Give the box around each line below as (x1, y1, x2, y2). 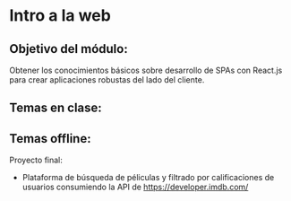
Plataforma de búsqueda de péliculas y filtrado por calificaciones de (21, 172, 275, 183)
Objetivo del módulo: (9, 41, 128, 57)
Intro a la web (9, 5, 112, 26)
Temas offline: (9, 131, 91, 146)
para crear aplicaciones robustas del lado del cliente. (9, 74, 205, 85)
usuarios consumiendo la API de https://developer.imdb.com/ (21, 181, 249, 193)
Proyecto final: (9, 154, 63, 166)
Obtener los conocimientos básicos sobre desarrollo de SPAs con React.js (9, 65, 283, 75)
